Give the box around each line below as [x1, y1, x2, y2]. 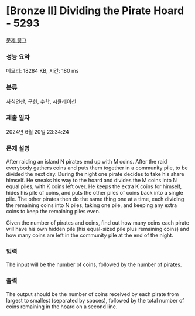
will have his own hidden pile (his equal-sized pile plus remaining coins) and [6, 226, 189, 233]
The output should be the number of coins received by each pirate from [6, 290, 179, 297]
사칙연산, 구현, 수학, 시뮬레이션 [6, 98, 77, 105]
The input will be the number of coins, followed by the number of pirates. [6, 261, 182, 268]
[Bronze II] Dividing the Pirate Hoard [6, 4, 184, 18]
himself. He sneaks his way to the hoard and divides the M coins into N [6, 177, 177, 184]
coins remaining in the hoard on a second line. [6, 303, 118, 310]
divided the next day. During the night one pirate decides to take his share [6, 171, 184, 178]
